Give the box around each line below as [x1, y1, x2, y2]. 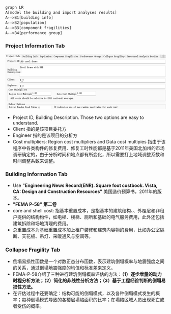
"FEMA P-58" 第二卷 [12, 201, 57, 207]
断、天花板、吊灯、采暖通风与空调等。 [12, 233, 93, 239]
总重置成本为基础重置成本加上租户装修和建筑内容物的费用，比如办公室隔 [12, 227, 164, 233]
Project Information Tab [5, 42, 65, 49]
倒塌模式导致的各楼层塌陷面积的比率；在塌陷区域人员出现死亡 [30, 297, 160, 303]
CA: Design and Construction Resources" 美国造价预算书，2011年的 [12, 188, 158, 195]
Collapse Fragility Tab [5, 246, 61, 253]
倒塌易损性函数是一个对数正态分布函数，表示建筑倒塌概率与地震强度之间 [12, 258, 164, 264]
